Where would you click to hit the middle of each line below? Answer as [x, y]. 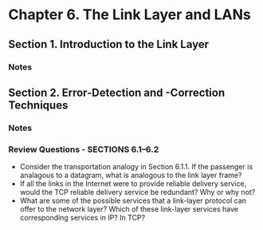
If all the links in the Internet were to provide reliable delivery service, [133, 184]
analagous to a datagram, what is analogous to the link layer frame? [131, 175]
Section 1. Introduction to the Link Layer [109, 44]
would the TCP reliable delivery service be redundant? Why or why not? [137, 192]
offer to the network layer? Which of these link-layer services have [129, 209]
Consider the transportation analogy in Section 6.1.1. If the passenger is [136, 167]
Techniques [38, 105]
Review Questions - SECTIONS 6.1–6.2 [84, 149]
